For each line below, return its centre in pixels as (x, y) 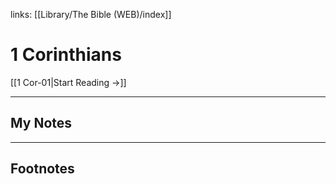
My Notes (41, 123)
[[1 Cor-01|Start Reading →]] (68, 82)
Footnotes (42, 169)
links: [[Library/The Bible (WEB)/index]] (91, 14)
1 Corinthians (66, 55)
